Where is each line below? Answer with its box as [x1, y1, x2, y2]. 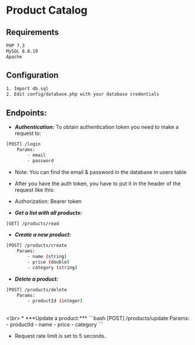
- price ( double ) [27, 259, 70, 265]
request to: [14, 130, 41, 137]
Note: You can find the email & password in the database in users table [14, 168, 187, 175]
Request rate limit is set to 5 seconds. [14, 333, 106, 340]
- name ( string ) [27, 254, 67, 260]
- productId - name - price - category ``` [6, 321, 104, 328]
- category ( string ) [27, 265, 78, 270]
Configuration [6, 70, 59, 80]
